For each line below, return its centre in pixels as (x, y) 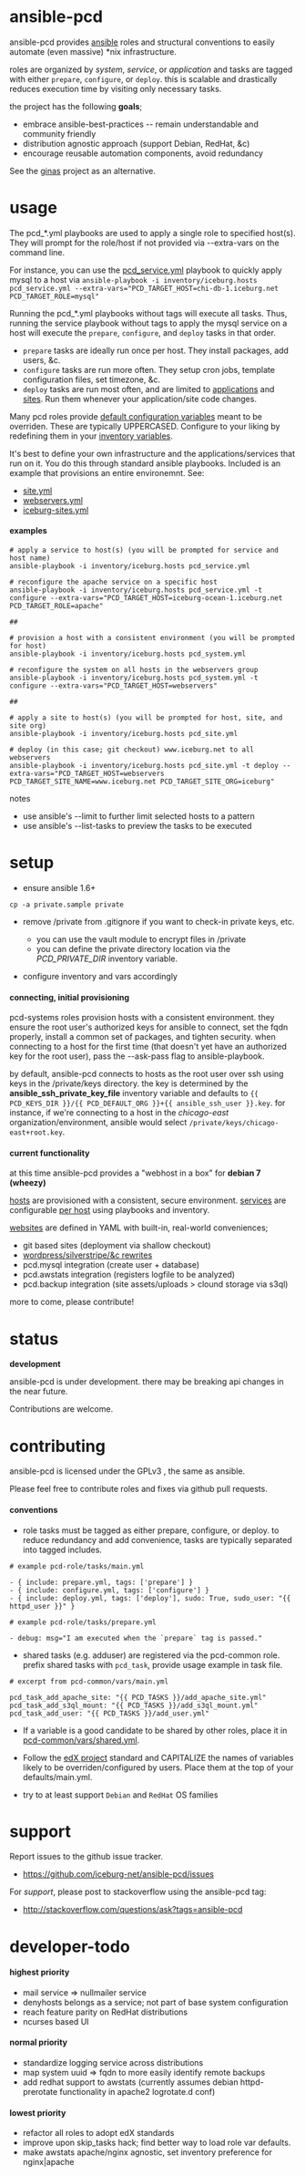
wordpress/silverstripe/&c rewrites (87, 1255)
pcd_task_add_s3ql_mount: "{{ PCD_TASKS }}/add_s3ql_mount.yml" (134, 1705)
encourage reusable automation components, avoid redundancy (143, 153)
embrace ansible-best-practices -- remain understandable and (141, 124)
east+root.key (36, 1133)
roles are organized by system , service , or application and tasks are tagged (151, 69)
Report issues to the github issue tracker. (86, 1857)
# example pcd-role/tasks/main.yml (77, 1566)
